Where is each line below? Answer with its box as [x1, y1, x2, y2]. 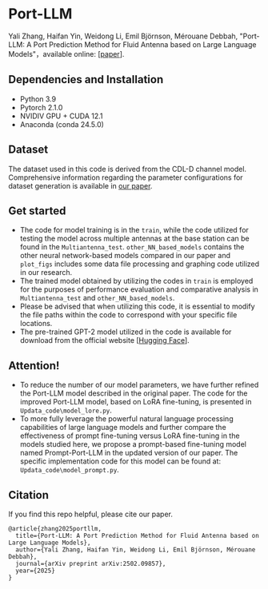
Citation [8, 488, 50, 502]
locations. [19, 319, 53, 328]
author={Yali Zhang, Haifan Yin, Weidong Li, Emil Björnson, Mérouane [15, 546, 256, 554]
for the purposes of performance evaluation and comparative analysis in [19, 285, 258, 294]
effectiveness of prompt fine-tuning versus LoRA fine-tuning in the [19, 431, 240, 440]
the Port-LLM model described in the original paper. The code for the [19, 388, 248, 398]
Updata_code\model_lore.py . [19, 405, 112, 416]
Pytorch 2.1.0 [19, 102, 63, 112]
